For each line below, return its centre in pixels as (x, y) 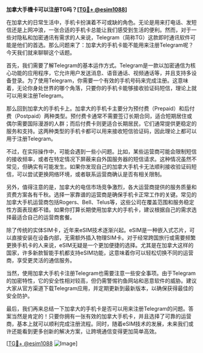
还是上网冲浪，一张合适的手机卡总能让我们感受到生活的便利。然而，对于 (101, 30)
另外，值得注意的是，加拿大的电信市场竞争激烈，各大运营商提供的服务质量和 (101, 187)
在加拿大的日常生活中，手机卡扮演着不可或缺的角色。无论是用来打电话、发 (99, 22)
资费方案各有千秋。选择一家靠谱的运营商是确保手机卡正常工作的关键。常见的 (101, 195)
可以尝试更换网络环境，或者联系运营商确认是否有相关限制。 (91, 174)
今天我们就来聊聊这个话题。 (41, 53)
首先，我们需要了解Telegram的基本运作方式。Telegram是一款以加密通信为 (98, 65)
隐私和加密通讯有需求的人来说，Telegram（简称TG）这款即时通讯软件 (103, 37)
